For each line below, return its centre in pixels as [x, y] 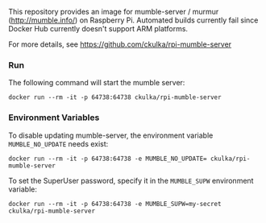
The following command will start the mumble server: [97, 83]
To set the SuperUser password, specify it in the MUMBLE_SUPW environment [131, 180]
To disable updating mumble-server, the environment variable [111, 135]
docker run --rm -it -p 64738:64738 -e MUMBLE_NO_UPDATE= [108, 159]
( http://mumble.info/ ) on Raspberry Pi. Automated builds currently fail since [133, 20]
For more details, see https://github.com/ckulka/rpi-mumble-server [120, 44]
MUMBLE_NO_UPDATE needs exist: [58, 143]
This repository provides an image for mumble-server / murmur [114, 12]
